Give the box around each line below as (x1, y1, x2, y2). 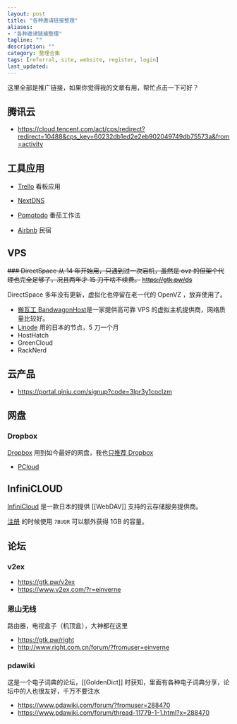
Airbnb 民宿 (17, 226, 51, 235)
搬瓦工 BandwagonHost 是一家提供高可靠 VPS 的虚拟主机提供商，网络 (17, 305, 220, 314)
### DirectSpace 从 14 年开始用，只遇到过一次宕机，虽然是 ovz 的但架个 (7, 266, 219, 275)
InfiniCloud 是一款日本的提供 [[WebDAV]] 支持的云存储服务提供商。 (7, 502, 202, 511)
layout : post (7, 10, 46, 18)
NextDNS (17, 196, 45, 205)
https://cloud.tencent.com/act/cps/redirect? (17, 125, 146, 133)
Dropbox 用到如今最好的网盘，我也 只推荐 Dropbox (7, 448, 154, 456)
